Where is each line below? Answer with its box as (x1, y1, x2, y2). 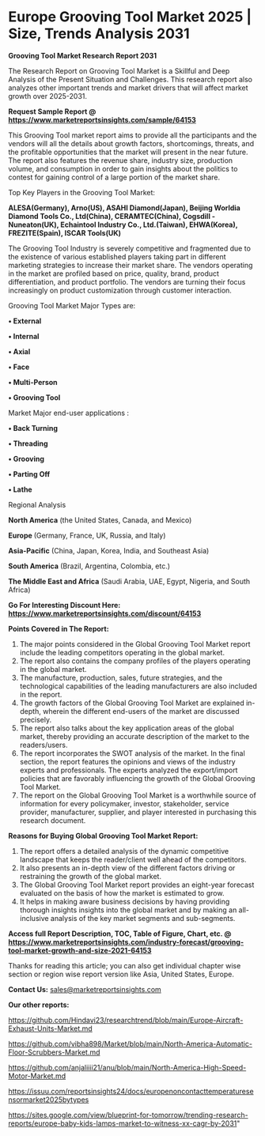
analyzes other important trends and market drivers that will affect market (8, 83, 248, 92)
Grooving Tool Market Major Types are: (8, 300, 136, 310)
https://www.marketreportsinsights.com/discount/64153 (8, 609, 202, 618)
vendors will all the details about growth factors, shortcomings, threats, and (8, 138, 255, 148)
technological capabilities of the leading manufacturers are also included (19, 681, 257, 691)
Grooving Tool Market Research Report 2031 (8, 51, 157, 60)
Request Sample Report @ (8, 107, 97, 116)
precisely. (19, 715, 52, 724)
